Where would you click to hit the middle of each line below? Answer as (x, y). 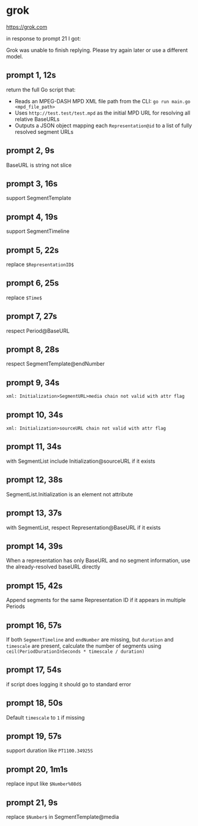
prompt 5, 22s (33, 250)
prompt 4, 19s (32, 217)
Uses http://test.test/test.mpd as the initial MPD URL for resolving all (102, 113)
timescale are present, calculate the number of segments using (84, 646)
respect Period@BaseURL (38, 331)
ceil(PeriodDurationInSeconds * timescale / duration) (76, 652)
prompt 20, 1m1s (37, 769)
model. (15, 56)
